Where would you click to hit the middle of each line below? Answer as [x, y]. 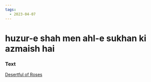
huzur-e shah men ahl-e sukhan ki [76, 38]
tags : [10, 10]
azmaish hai [30, 49]
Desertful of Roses [24, 74]
